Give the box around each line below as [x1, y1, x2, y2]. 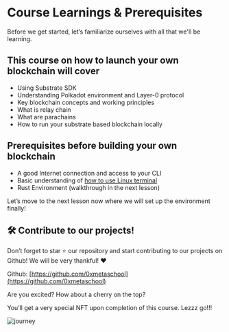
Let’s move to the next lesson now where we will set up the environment [7, 197, 210, 205]
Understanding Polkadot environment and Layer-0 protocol [16, 91, 184, 99]
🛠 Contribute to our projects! [7, 224, 135, 236]
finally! [7, 204, 26, 212]
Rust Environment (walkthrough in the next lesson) [16, 183, 160, 191]
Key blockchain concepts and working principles [16, 98, 155, 106]
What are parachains [16, 112, 77, 121]
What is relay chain [16, 105, 71, 114]
